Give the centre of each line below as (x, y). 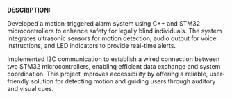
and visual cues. (31, 89)
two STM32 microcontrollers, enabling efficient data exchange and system (114, 66)
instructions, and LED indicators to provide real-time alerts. (91, 46)
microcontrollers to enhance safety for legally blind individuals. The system (115, 31)
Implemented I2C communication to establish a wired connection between (114, 59)
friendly (18, 81)
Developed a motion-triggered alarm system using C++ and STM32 (103, 23)
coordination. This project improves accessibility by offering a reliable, (108, 74)
